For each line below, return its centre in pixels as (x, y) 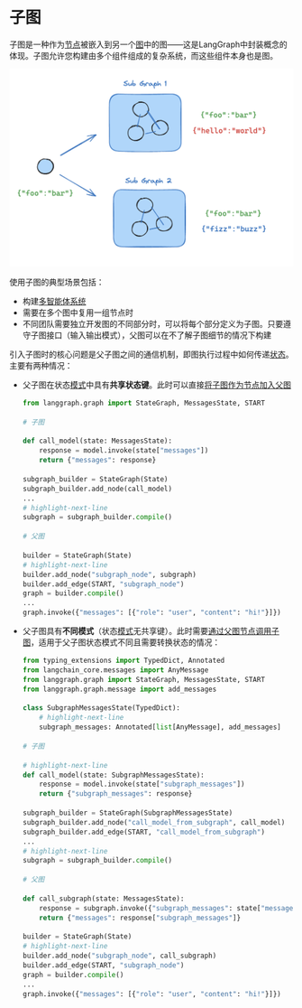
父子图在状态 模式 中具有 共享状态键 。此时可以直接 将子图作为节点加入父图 (156, 385)
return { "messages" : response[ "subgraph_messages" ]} (140, 918)
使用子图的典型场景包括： (57, 282)
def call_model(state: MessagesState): (97, 441)
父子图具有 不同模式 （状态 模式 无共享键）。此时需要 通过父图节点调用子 (151, 631)
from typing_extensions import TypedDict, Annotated (124, 660)
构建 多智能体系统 (54, 301)
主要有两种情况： (41, 365)
